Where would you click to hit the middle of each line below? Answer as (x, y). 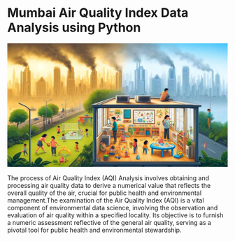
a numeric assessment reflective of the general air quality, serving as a (109, 223)
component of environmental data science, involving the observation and (113, 208)
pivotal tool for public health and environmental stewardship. (94, 230)
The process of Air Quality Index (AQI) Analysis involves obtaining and (108, 178)
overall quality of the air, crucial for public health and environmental (104, 193)
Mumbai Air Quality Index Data (98, 13)
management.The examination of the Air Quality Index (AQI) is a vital (106, 200)
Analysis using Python (74, 28)
